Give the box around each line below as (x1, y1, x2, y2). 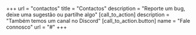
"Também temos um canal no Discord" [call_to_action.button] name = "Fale (6, 17, 191, 24)
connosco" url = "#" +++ (6, 23, 67, 30)
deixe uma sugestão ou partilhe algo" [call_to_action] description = (6, 11, 170, 18)
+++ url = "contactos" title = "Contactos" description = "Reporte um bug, (6, 5, 185, 12)
